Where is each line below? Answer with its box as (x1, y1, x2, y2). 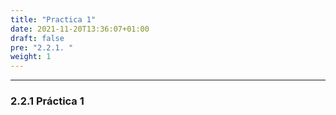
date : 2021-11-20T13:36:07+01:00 (10, 24, 150, 34)
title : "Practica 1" (10, 14, 97, 25)
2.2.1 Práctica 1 (10, 94, 85, 108)
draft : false (10, 33, 65, 43)
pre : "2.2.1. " (10, 42, 74, 53)
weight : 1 (10, 52, 52, 62)
